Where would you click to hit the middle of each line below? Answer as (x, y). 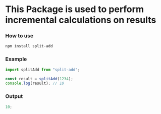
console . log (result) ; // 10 (35, 83)
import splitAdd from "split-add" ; (43, 70)
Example (16, 59)
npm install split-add (29, 46)
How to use (19, 36)
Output (14, 96)
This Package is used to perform (74, 9)
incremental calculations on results (81, 20)
